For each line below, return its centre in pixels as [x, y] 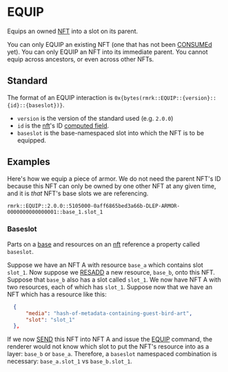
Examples [29, 162]
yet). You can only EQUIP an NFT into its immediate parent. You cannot [107, 52]
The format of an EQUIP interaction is [60, 97]
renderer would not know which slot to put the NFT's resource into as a [108, 346]
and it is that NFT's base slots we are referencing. [78, 193]
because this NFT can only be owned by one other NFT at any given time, [112, 186]
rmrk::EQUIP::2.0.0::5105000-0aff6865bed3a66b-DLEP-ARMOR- [94, 206]
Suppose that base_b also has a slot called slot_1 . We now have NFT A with [114, 280]
